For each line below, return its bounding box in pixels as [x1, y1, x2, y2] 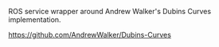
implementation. [8, 15, 61, 24]
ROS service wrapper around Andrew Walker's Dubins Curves [8, 7, 212, 16]
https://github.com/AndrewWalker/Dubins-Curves [8, 31, 171, 39]
